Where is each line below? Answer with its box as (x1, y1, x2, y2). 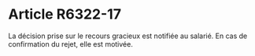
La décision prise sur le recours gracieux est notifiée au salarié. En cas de (8, 31, 248, 40)
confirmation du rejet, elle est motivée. (8, 39, 134, 48)
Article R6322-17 (8, 5, 122, 23)
